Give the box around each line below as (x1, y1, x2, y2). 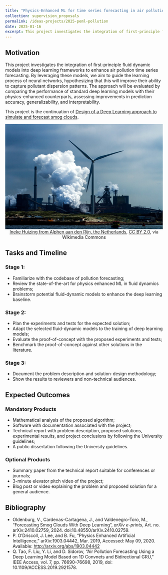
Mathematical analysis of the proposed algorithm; (12, 417, 115, 423)
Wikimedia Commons (62, 234, 106, 240)
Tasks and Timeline (5, 248, 67, 257)
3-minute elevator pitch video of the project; (12, 478, 104, 484)
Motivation (5, 48, 40, 57)
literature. (12, 347, 32, 353)
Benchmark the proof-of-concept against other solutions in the (12, 342, 142, 348)
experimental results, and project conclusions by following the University (12, 433, 162, 439)
